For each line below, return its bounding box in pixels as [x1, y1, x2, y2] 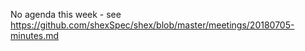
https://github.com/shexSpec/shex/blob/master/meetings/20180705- [10, 19, 295, 31]
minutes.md [10, 30, 60, 41]
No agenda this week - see [10, 9, 122, 20]
